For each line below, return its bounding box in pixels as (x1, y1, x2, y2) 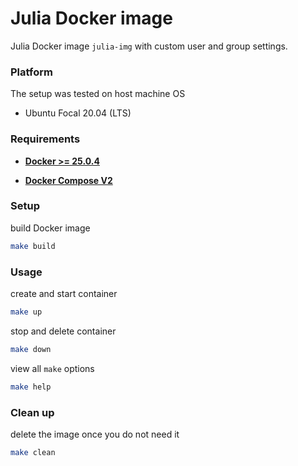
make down (10, 344, 52, 354)
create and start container (10, 288, 118, 299)
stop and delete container (10, 325, 117, 337)
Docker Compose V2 (24, 174, 113, 186)
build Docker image (10, 222, 91, 234)
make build (10, 241, 56, 251)
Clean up (10, 405, 55, 419)
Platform (10, 65, 53, 79)
